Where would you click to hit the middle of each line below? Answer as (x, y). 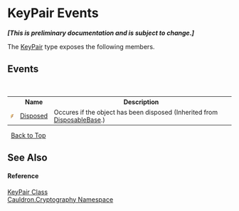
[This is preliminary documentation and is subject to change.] (101, 33)
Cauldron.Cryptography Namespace (60, 199)
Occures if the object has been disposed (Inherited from (136, 112)
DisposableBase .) (79, 120)
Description (141, 102)
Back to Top (28, 135)
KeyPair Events (53, 13)
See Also (27, 158)
